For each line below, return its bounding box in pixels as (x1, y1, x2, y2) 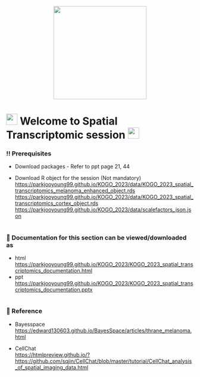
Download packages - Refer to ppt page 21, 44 (14, 163, 130, 170)
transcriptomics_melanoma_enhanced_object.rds (14, 187, 136, 194)
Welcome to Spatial (20, 114, 118, 128)
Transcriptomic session (6, 128, 126, 142)
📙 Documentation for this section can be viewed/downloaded (6, 233, 187, 242)
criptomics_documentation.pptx (14, 286, 93, 294)
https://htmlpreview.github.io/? (14, 351, 90, 358)
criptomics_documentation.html (14, 267, 93, 275)
